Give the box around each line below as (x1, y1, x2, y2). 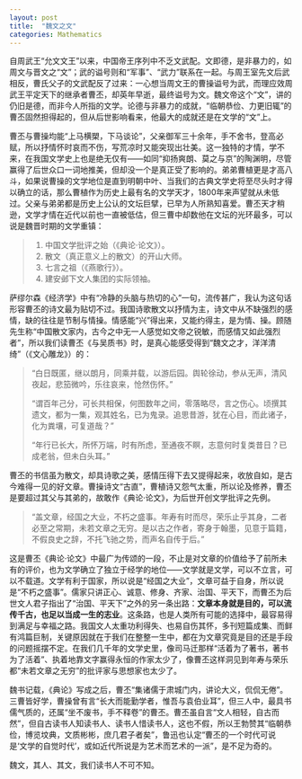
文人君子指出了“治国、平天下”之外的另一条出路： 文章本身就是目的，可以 (16, 598, 285, 609)
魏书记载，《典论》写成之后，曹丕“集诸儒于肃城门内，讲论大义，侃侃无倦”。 (9, 685, 289, 695)
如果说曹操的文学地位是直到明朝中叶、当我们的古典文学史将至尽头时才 (24, 176, 285, 187)
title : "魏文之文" (9, 22, 77, 31)
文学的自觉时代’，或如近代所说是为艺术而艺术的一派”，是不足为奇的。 (19, 740, 277, 751)
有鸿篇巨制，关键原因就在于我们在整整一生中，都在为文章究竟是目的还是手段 (9, 632, 293, 642)
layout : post (9, 13, 58, 22)
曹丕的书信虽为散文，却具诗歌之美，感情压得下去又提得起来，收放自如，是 (9, 470, 285, 481)
